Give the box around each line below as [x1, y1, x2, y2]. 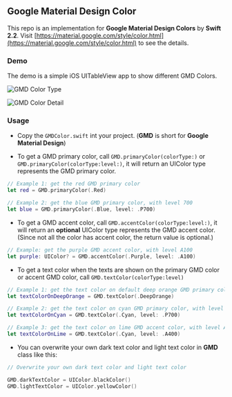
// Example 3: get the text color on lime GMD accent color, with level [7, 324, 221, 331]
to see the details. [137, 38, 189, 47]
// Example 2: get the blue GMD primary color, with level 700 [7, 200, 193, 206]
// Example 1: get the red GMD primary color [7, 180, 140, 188]
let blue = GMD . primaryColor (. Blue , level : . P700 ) [7, 206, 156, 213]
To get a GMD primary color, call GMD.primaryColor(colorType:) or [17, 152, 206, 161]
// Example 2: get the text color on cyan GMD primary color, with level [7, 305, 224, 312]
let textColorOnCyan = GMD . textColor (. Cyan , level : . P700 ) [7, 312, 181, 319]
